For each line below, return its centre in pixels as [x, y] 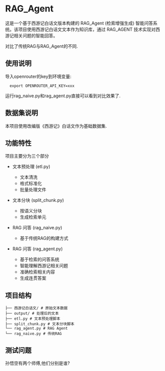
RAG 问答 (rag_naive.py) [37, 228]
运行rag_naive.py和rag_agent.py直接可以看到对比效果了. [63, 96]
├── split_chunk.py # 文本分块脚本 [40, 324]
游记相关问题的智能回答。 [31, 35]
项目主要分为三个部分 [27, 156]
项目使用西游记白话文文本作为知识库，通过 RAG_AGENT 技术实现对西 [89, 29]
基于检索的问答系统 [40, 259]
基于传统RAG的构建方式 [44, 238]
